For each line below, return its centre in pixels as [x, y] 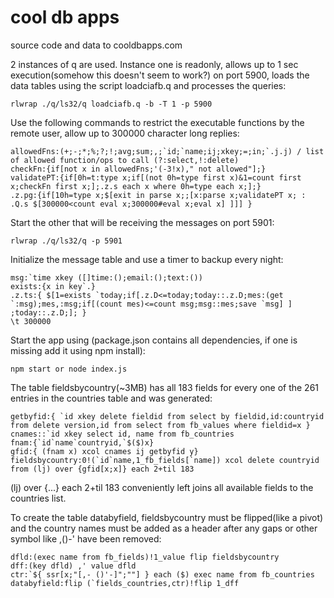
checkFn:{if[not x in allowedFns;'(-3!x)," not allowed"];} [138, 169]
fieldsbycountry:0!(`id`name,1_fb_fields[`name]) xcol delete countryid [165, 460]
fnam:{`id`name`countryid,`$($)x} [82, 442]
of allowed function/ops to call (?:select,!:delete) [125, 160]
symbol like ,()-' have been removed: [86, 538]
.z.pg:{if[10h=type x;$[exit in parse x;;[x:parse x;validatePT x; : [158, 195]
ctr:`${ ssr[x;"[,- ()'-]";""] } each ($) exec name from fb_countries [162, 574]
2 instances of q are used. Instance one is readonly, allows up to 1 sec [154, 64]
